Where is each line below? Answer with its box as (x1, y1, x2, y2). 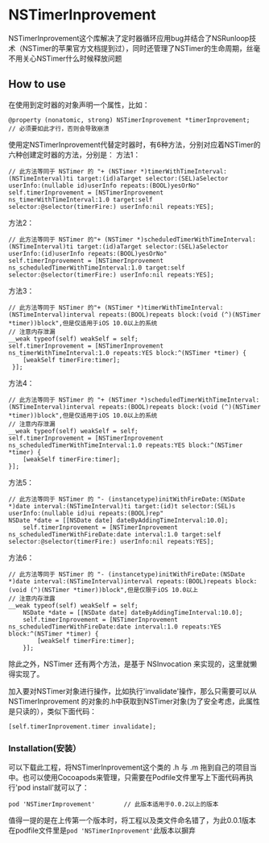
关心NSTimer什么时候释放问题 (22, 53, 122, 63)
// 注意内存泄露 (8, 595, 56, 603)
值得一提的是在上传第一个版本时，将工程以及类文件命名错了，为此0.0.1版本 (8, 816, 256, 825)
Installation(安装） (8, 742, 81, 753)
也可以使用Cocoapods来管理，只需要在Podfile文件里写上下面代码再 (22, 773, 246, 782)
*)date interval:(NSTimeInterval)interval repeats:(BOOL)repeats (8, 577, 232, 586)
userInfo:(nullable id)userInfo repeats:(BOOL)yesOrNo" (8, 182, 200, 190)
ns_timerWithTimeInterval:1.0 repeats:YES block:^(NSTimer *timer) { (8, 348, 247, 357)
